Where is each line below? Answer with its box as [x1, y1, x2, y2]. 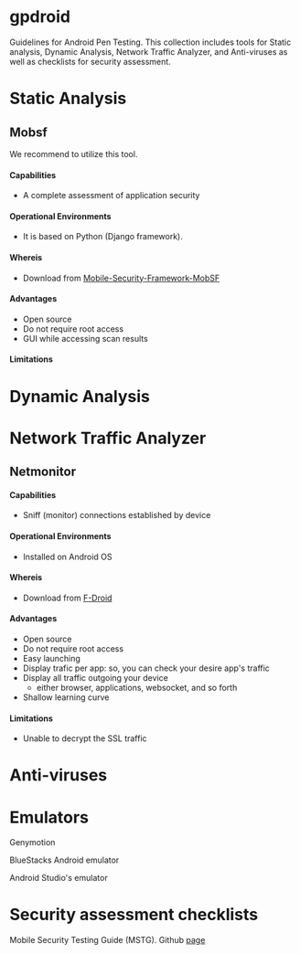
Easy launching [22, 652, 80, 663]
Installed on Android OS [22, 551, 112, 562]
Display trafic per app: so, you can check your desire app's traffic [22, 662, 270, 673]
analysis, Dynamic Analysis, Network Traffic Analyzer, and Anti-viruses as [9, 46, 288, 57]
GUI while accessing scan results [22, 333, 148, 344]
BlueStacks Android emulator [9, 854, 120, 865]
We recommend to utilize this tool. [9, 148, 138, 159]
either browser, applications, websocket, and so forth [36, 682, 238, 693]
